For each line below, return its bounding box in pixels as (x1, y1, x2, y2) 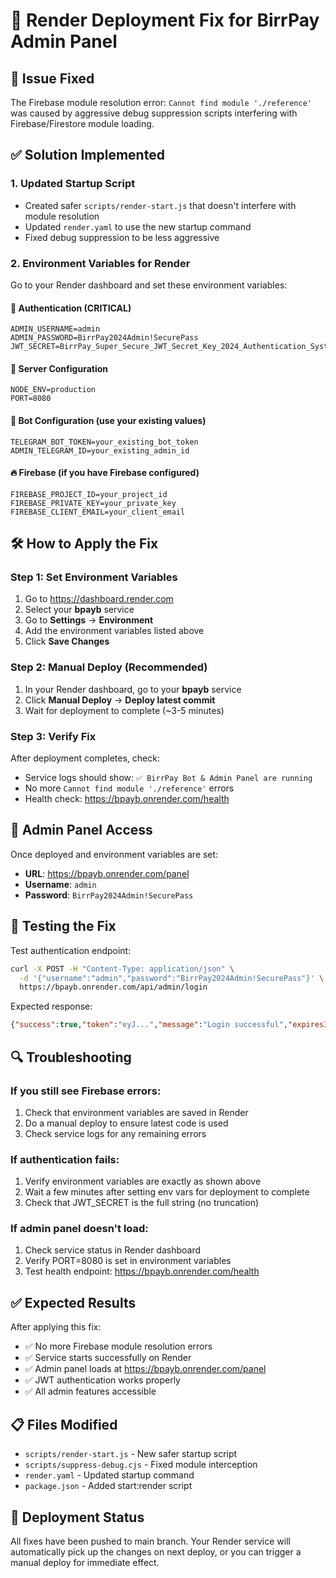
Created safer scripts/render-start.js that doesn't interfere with (24, 199, 297, 211)
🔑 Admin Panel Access (10, 822, 153, 839)
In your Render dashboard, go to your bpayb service (24, 683, 242, 695)
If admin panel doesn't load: (10, 1222, 149, 1236)
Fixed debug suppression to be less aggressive (24, 231, 220, 243)
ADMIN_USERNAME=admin (10, 324, 101, 334)
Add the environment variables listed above (24, 625, 205, 637)
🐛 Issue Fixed (10, 70, 95, 87)
